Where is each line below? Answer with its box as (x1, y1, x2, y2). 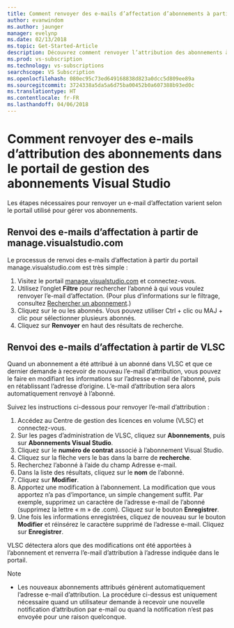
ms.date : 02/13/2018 (7, 36, 68, 43)
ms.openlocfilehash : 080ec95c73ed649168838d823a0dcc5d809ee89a (7, 75, 195, 82)
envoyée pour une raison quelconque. (17, 613, 127, 621)
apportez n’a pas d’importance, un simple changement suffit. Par (17, 491, 204, 499)
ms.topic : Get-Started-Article (7, 43, 98, 50)
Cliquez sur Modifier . (17, 476, 79, 484)
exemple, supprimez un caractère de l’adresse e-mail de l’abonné (17, 498, 205, 507)
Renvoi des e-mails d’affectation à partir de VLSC (7, 341, 226, 353)
